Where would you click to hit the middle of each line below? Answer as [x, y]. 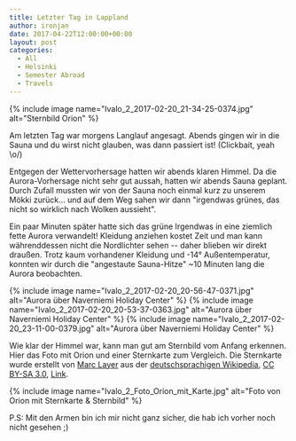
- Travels [35, 83]
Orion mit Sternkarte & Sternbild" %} [76, 400]
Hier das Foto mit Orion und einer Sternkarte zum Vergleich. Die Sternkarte [145, 355]
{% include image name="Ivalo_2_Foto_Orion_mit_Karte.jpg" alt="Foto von [145, 390]
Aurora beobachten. [46, 273]
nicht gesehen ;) [39, 427]
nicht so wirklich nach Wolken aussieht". [83, 209]
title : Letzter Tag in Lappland [69, 17]
